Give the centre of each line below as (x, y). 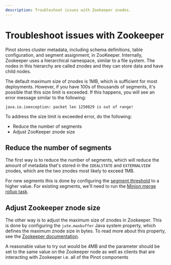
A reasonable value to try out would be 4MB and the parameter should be (82, 247)
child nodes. (18, 71)
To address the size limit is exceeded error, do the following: (69, 116)
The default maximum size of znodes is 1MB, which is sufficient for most (81, 81)
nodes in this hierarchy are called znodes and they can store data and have (84, 66)
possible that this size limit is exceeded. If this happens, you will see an (80, 92)
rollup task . (17, 192)
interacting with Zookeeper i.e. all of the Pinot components (67, 257)
